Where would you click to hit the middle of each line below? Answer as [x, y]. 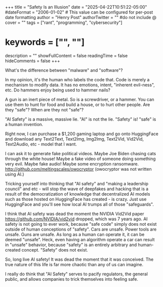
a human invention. [24, 124]
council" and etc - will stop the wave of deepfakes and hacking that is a [77, 189]
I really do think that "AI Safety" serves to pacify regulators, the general [76, 274]
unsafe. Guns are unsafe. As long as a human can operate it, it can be [75, 234]
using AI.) [15, 174]
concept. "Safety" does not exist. [55, 250]
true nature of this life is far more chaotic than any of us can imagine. [74, 264]
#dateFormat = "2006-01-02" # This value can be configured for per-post [79, 12]
